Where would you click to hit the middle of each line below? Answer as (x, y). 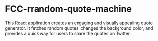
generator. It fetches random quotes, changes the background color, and (79, 28)
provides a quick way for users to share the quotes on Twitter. (68, 33)
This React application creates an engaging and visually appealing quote (79, 23)
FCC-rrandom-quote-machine (69, 9)
